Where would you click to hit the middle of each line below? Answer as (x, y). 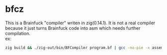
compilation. (18, 33)
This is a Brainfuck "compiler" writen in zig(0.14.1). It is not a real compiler (80, 23)
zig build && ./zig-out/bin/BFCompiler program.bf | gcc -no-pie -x (78, 48)
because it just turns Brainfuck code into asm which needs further (73, 28)
